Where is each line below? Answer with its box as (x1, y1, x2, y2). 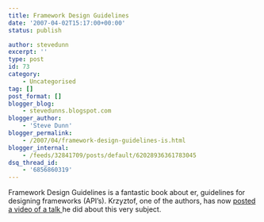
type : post (8, 55, 44, 63)
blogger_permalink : (8, 129, 73, 137)
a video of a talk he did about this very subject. (8, 205, 162, 214)
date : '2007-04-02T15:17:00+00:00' (8, 19, 126, 27)
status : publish (8, 26, 62, 34)
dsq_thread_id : (8, 159, 59, 166)
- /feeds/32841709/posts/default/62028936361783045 (22, 151, 197, 159)
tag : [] (8, 85, 34, 93)
